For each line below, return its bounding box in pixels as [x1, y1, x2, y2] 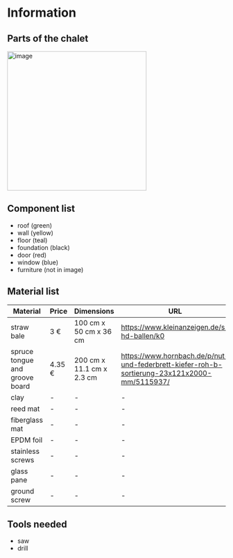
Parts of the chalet [7, 33, 89, 44]
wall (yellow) [17, 228, 54, 237]
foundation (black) [17, 243, 71, 251]
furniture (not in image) [17, 265, 84, 273]
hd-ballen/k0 [121, 331, 165, 341]
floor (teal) [17, 236, 48, 244]
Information [7, 5, 76, 21]
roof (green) [17, 221, 53, 230]
